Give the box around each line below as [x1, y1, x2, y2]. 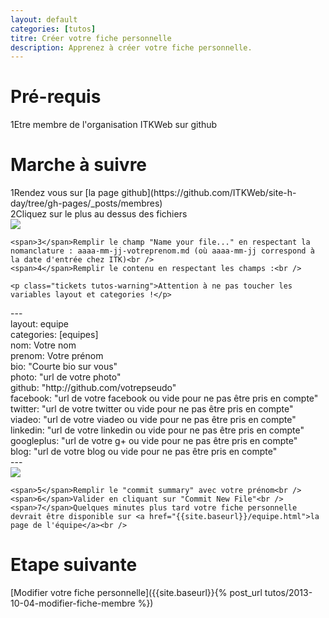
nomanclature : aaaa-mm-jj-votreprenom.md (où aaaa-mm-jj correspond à [10, 246, 315, 256]
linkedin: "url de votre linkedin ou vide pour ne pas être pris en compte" [10, 424, 305, 436]
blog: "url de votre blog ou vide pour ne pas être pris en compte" [10, 446, 278, 458]
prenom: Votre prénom [10, 350, 104, 362]
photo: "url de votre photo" [10, 371, 122, 383]
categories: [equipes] [10, 329, 99, 341]
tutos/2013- [264, 587, 313, 599]
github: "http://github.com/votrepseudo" [10, 382, 177, 394]
